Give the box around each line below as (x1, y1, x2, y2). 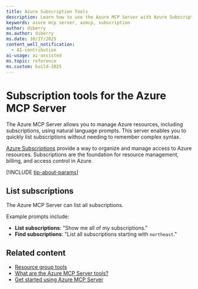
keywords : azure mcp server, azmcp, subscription (6, 19, 131, 25)
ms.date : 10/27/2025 (6, 36, 57, 42)
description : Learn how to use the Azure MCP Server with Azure (6, 14, 167, 20)
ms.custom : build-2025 (6, 63, 62, 70)
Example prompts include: (6, 213, 70, 220)
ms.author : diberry (6, 31, 54, 37)
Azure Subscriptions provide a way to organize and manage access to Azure (6, 145, 192, 152)
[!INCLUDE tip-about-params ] (6, 169, 78, 176)
